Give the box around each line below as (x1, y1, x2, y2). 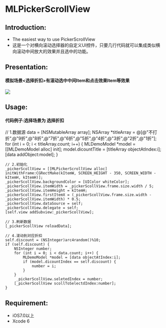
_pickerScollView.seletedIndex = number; (16, 276, 103, 282)
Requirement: (5, 299, 49, 307)
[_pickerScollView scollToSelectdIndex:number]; (14, 281, 116, 286)
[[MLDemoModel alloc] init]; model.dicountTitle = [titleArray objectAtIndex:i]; (5, 146, 162, 152)
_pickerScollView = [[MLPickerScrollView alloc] (5, 166, 108, 171)
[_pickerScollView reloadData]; (5, 224, 72, 229)
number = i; (31, 264, 56, 269)
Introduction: (5, 23, 47, 32)
